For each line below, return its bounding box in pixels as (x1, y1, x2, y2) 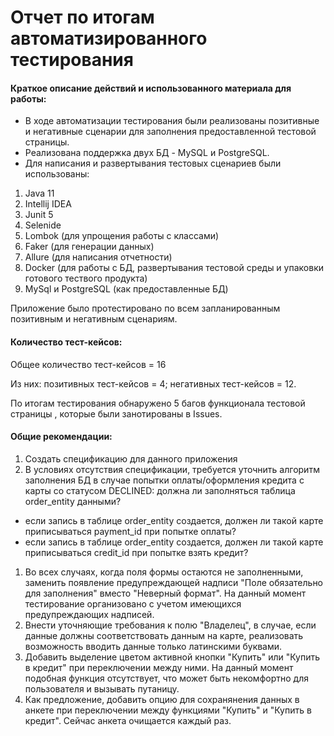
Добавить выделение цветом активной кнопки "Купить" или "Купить (24, 651, 321, 663)
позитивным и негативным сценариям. (10, 313, 178, 325)
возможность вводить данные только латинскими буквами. (24, 640, 283, 652)
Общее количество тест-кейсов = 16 (10, 358, 167, 370)
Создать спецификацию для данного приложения (24, 452, 238, 465)
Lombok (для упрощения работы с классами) (24, 230, 220, 242)
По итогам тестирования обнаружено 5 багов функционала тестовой (10, 397, 306, 409)
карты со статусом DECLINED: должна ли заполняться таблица (24, 484, 296, 496)
